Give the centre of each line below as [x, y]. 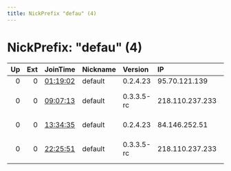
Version [136, 69]
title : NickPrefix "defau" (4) [52, 13]
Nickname [99, 69]
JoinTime [60, 69]
